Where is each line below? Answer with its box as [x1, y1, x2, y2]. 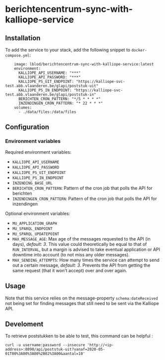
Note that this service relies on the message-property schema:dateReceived [5, 295, 158, 301]
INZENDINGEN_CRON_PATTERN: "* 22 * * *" [18, 101, 103, 106]
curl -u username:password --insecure [5, 343, 85, 348]
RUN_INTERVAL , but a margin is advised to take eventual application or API [12, 246, 160, 252]
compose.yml [5, 53, 30, 58]
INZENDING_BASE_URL [12, 180, 53, 185]
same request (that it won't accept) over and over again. [12, 267, 127, 273]
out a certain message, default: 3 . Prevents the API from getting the [12, 262, 151, 268]
